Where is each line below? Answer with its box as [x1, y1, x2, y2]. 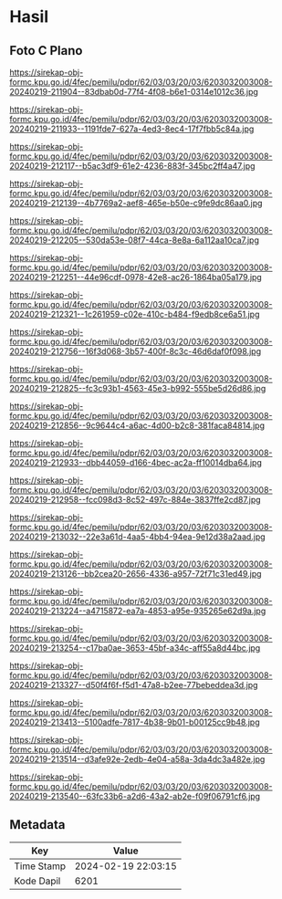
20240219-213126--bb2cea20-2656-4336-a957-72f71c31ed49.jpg [9, 569, 262, 579]
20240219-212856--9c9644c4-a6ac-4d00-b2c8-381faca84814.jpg [9, 420, 266, 431]
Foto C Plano [9, 43, 83, 58]
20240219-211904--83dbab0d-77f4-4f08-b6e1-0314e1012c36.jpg [9, 87, 258, 97]
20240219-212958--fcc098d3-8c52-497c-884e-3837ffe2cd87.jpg [9, 495, 262, 505]
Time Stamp [14, 860, 67, 873]
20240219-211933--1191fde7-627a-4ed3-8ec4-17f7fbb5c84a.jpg [9, 123, 255, 134]
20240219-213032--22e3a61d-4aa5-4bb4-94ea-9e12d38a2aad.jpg [9, 531, 266, 542]
